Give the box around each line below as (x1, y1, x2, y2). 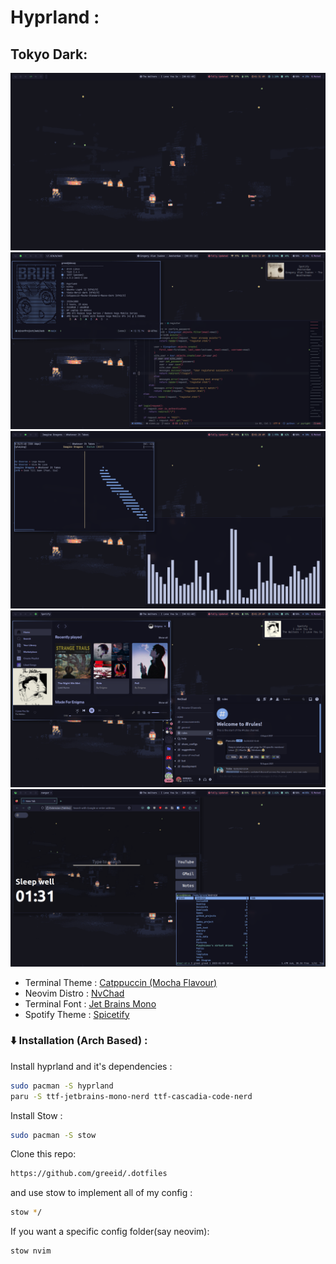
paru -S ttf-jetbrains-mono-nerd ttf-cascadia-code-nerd (10, 1091, 253, 1101)
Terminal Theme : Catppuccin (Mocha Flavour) (24, 976, 218, 988)
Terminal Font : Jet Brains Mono (24, 997, 157, 1010)
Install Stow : (10, 1109, 63, 1121)
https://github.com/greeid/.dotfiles (10, 1169, 168, 1179)
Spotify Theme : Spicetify (24, 1008, 130, 1020)
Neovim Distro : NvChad (24, 987, 125, 999)
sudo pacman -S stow (10, 1130, 97, 1140)
